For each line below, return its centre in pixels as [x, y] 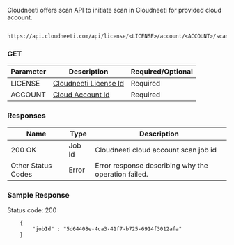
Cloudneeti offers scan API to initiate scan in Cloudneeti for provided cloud [114, 10]
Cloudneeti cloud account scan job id [156, 150]
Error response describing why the [152, 165]
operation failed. [122, 174]
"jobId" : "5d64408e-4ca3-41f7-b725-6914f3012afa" [107, 229]
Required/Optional [162, 72]
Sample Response [38, 195]
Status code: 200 [32, 210]
